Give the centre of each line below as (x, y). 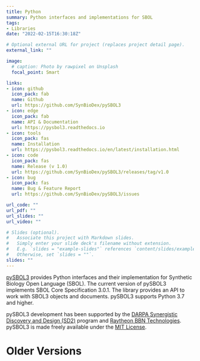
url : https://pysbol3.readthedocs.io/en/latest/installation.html (96, 150)
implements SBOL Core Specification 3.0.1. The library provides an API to (96, 290)
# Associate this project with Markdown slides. (70, 238)
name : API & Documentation (45, 122)
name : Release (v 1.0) (40, 166)
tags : (13, 23)
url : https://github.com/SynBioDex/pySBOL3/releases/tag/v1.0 (90, 172)
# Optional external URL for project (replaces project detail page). (96, 45)
